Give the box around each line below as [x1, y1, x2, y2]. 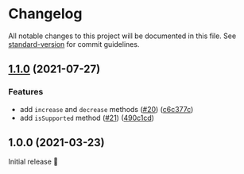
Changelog [8, 5, 83, 23]
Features [8, 87, 44, 98]
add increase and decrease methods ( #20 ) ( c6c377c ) [19, 104, 194, 114]
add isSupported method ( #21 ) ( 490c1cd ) [19, 113, 155, 122]
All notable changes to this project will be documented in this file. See [8, 31, 237, 41]
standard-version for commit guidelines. [8, 39, 140, 48]
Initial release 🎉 [8, 157, 59, 167]
